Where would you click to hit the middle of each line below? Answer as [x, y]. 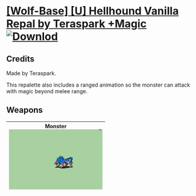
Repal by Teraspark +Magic [76, 24]
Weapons [25, 110]
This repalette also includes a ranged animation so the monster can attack [98, 85]
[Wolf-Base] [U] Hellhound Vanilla [93, 11]
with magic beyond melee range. [47, 91]
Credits [21, 59]
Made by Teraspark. [31, 73]
